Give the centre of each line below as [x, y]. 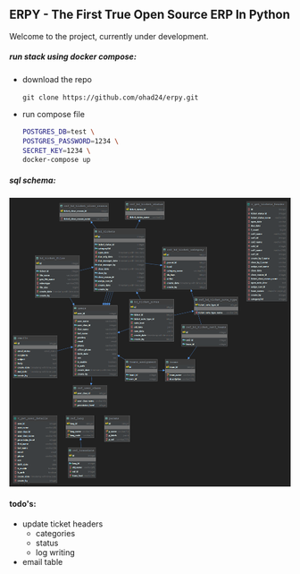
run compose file [53, 114]
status [47, 543]
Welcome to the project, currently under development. [109, 36]
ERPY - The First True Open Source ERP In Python [150, 15]
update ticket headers [62, 524]
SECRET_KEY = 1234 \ [56, 150]
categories [55, 534]
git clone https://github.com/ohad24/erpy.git [110, 98]
